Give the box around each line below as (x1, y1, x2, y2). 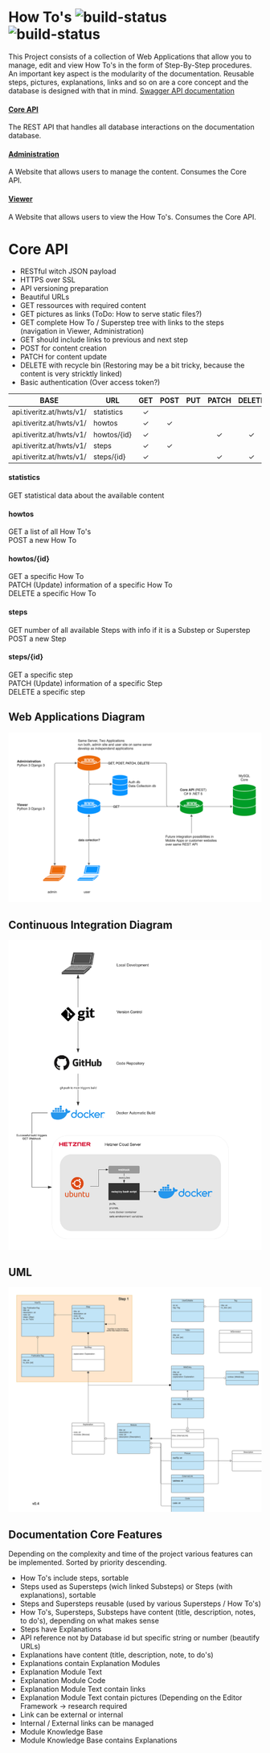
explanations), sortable (19, 1591, 96, 1600)
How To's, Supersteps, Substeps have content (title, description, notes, (19, 1607, 256, 1617)
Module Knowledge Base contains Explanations (19, 1735, 178, 1745)
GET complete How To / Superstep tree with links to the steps (19, 318, 225, 327)
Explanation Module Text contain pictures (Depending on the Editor (19, 1693, 243, 1702)
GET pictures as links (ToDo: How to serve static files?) (19, 310, 202, 319)
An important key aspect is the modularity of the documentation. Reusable (8, 68, 255, 78)
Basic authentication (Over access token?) (19, 378, 161, 388)
